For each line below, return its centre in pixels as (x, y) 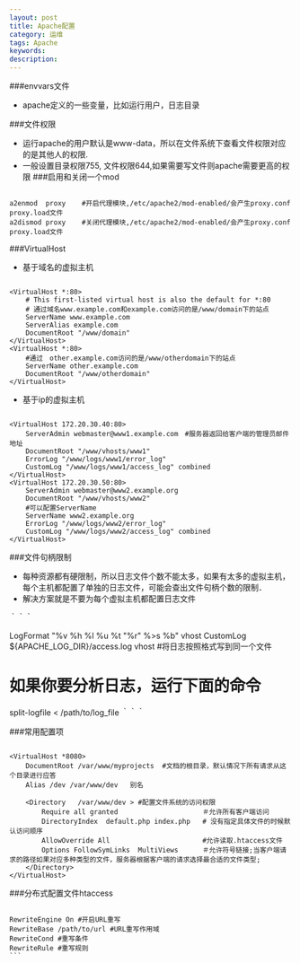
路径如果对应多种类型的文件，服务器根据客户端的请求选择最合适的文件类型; (141, 859)
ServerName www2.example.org (80, 516)
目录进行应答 (36, 775)
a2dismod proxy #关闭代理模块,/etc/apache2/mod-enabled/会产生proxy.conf (150, 223)
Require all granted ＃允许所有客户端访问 (155, 812)
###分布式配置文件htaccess (62, 893)
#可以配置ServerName (61, 508)
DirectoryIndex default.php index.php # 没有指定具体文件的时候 (163, 821)
